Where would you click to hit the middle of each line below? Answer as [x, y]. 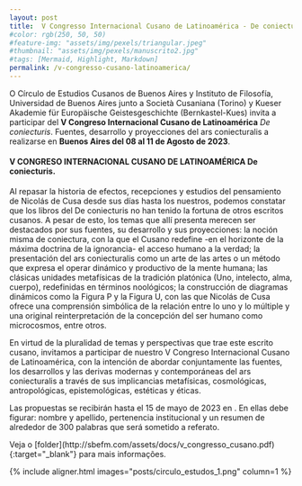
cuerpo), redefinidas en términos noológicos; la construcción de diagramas [149, 287]
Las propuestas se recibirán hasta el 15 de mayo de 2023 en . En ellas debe [149, 408]
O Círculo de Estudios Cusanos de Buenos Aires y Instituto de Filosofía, [142, 93]
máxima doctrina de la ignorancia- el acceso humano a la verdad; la [135, 249]
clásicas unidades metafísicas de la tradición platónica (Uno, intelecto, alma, [151, 278]
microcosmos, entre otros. [58, 326]
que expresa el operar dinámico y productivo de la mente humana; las [138, 268]
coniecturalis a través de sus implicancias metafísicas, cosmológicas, [138, 381]
